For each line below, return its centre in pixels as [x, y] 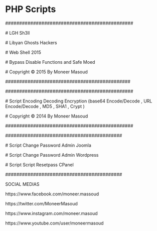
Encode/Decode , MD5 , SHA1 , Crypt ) [45, 106]
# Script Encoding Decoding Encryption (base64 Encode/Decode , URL [79, 101]
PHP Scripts [31, 9]
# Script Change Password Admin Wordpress [52, 155]
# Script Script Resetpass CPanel [39, 165]
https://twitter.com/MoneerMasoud [41, 203]
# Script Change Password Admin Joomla [48, 145]
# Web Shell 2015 [23, 52]
